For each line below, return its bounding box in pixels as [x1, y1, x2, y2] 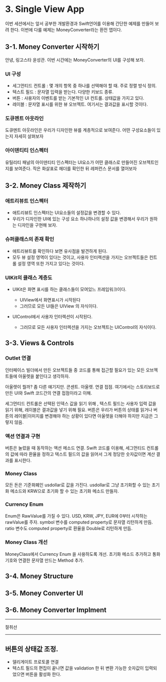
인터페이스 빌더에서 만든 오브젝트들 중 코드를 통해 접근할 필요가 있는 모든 [5, 367, 145, 373]
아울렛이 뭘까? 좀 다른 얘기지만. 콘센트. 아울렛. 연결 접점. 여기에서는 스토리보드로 [5, 383, 160, 389]
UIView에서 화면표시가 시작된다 [19, 297, 81, 303]
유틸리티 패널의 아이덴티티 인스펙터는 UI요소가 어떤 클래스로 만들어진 [5, 159, 138, 165]
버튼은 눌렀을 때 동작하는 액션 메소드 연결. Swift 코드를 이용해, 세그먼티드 [5, 445, 146, 451]
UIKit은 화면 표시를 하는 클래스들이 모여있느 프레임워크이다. [12, 286, 127, 292]
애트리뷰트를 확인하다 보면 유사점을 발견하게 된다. [12, 248, 108, 254]
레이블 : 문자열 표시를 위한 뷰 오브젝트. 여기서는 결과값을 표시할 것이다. [12, 101, 148, 107]
